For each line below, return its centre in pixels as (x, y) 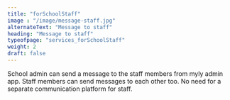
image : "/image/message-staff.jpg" (61, 21)
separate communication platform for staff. (70, 89)
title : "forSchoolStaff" (44, 14)
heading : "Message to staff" (50, 34)
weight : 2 (22, 47)
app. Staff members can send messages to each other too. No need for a (114, 81)
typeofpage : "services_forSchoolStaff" (66, 40)
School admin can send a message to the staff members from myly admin (115, 73)
